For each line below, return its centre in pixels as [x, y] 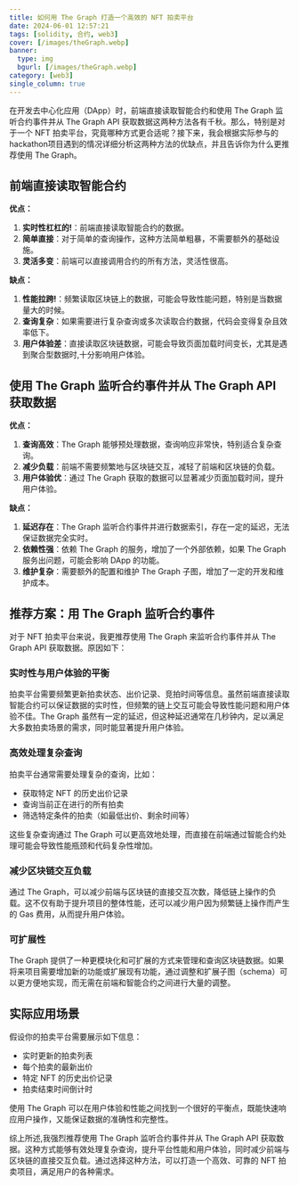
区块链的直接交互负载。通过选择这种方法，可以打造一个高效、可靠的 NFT [143, 1161]
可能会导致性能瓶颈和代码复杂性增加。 [87, 845]
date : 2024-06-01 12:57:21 [59, 26]
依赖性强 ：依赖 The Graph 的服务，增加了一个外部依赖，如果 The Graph [154, 549]
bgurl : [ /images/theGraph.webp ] [77, 68]
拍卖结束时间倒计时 [57, 1090]
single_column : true [48, 84]
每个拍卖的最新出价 [57, 1067]
